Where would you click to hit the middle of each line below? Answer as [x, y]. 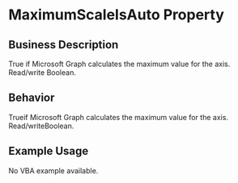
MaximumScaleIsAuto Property [117, 15]
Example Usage [49, 151]
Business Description [64, 45]
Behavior [32, 98]
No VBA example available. [53, 170]
